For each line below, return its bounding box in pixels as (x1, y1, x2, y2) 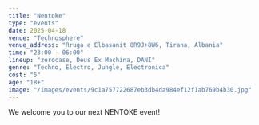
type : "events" (8, 19, 59, 27)
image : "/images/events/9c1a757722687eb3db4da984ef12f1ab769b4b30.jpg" (8, 85, 252, 94)
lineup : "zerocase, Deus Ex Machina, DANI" (8, 57, 156, 64)
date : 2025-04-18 (8, 26, 66, 34)
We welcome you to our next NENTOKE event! (8, 107, 161, 117)
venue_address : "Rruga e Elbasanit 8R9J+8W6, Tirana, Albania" (8, 41, 224, 49)
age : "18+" (8, 78, 45, 86)
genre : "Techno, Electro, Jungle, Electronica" (8, 64, 170, 72)
